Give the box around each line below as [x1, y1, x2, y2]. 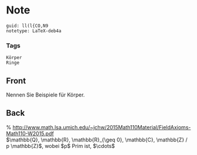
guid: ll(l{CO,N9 [6, 23, 49, 29]
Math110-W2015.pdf [6, 130, 54, 137]
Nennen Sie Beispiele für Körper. [6, 91, 85, 98]
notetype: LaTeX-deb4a [6, 27, 62, 34]
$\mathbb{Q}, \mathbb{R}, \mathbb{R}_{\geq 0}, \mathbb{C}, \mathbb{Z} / [6, 136, 188, 143]
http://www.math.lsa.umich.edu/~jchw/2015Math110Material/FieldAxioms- [12, 123, 191, 130]
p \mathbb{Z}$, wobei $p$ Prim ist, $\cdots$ [6, 142, 116, 149]
